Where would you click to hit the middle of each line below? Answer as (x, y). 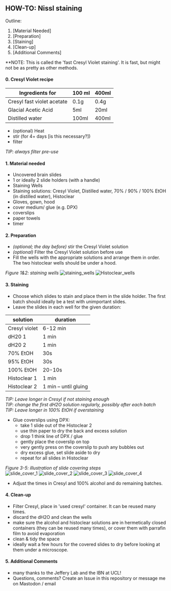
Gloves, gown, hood (34, 202)
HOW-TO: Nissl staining (44, 8)
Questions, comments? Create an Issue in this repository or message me (89, 578)
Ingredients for (38, 93)
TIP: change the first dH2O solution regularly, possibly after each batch (81, 404)
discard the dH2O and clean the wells (52, 517)
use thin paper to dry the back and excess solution (74, 431)
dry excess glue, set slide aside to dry (60, 452)
